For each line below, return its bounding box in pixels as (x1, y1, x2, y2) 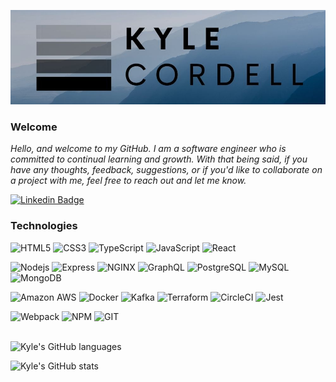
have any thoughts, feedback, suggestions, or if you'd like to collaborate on (10, 164, 323, 176)
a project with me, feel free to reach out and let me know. (10, 175, 247, 187)
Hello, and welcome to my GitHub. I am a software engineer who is (10, 143, 287, 155)
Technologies (10, 219, 78, 233)
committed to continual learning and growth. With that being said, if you (10, 153, 308, 165)
